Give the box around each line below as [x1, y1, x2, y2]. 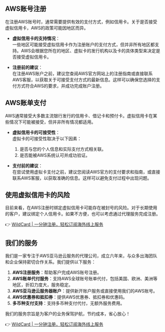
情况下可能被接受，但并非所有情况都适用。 [9, 119, 96, 125]
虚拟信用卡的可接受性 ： [12, 129, 60, 135]
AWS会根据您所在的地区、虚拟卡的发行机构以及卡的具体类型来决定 [21, 47, 156, 53]
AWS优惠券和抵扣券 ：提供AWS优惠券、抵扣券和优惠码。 [12, 294, 128, 300]
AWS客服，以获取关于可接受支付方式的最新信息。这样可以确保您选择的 [12, 76, 156, 82]
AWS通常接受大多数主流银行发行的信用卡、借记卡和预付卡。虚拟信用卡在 [5, 112, 153, 118]
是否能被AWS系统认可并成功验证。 [19, 152, 90, 158]
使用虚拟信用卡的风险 [5, 191, 70, 199]
